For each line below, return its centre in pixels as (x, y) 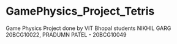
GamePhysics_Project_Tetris (80, 11)
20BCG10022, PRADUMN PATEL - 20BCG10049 (66, 34)
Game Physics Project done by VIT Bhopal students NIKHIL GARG (88, 28)
